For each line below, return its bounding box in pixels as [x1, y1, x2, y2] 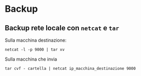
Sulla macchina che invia [5, 56, 57, 62]
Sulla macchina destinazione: [5, 37, 67, 43]
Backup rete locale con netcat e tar [5, 24, 119, 32]
